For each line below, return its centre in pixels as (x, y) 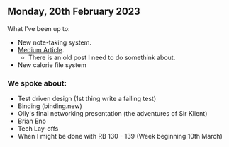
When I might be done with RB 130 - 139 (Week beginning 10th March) (120, 136)
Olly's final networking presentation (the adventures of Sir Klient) (112, 114)
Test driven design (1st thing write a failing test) (87, 99)
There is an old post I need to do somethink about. (102, 57)
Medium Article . (41, 49)
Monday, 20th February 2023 (74, 12)
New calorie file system (52, 65)
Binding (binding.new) (50, 106)
